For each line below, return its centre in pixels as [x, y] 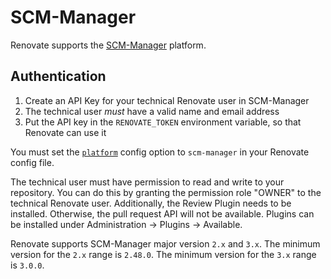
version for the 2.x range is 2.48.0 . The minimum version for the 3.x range [163, 254]
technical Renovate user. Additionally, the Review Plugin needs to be [151, 203]
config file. [32, 162]
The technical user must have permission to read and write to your [147, 182]
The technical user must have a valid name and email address [152, 111]
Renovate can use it [65, 132]
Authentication [58, 76]
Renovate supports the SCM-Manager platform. [108, 45]
